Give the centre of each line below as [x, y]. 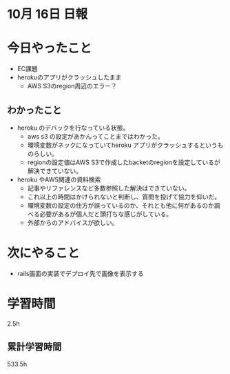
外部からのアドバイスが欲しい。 [73, 222]
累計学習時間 [34, 347]
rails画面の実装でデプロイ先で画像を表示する [81, 273]
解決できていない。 [55, 170]
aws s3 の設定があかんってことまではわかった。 [95, 136]
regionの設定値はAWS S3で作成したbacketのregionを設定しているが [124, 162]
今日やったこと [50, 48]
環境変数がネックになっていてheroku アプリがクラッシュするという [123, 145]
